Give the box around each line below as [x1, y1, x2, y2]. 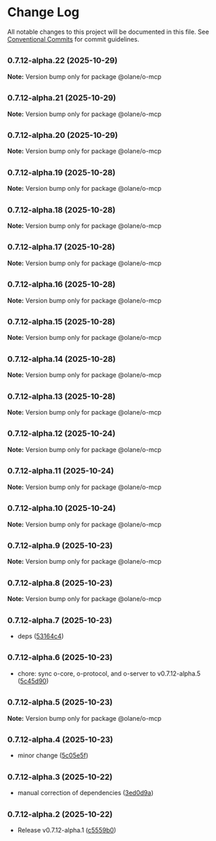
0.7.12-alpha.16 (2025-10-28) [7, 279, 116, 289]
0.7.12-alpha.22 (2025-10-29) [7, 56, 118, 65]
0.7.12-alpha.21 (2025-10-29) [7, 93, 116, 103]
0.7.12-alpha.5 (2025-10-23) [7, 697, 113, 707]
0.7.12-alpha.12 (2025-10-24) [7, 429, 116, 438]
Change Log [7, 4, 80, 20]
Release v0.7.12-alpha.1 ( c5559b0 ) [17, 826, 117, 834]
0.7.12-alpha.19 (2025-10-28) [7, 167, 116, 177]
